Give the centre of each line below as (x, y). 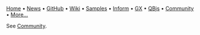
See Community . (27, 26)
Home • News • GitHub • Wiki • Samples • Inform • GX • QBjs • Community (100, 8)
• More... (17, 15)
